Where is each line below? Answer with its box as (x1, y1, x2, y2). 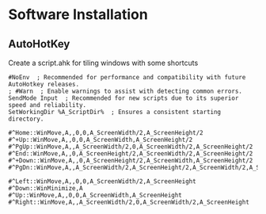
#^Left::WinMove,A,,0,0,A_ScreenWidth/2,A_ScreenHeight (8, 178, 196, 185)
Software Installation (8, 6, 148, 24)
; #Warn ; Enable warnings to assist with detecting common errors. (8, 87, 243, 95)
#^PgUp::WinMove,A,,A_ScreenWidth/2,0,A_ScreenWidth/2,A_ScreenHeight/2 (8, 143, 253, 151)
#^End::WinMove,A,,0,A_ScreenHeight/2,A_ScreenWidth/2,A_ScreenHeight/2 (8, 150, 253, 158)
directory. (8, 115, 44, 123)
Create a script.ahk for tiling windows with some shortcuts (8, 58, 199, 67)
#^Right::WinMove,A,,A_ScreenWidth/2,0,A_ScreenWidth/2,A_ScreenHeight (8, 198, 249, 206)
